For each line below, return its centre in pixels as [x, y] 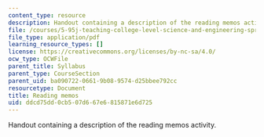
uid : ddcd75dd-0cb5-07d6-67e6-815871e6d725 [81, 103]
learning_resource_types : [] [56, 45]
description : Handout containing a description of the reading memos [125, 23]
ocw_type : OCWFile [38, 59]
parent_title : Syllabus [47, 67]
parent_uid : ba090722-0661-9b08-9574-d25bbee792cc [93, 81]
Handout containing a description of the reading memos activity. [112, 125]
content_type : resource [47, 15]
